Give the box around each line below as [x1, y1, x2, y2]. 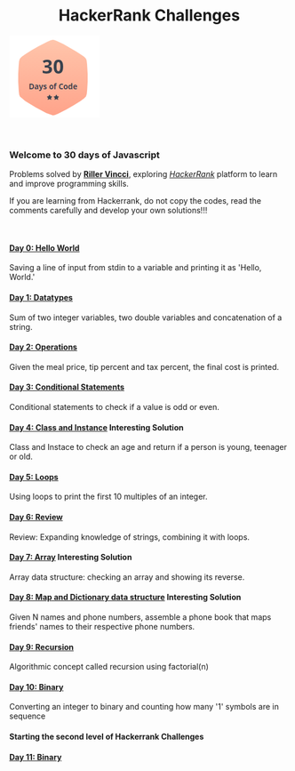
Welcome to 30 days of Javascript [9, 149, 160, 161]
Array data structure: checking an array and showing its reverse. [9, 571, 245, 582]
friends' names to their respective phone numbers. [9, 622, 195, 632]
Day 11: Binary [9, 751, 62, 762]
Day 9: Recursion [9, 641, 74, 652]
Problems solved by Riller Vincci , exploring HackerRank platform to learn [9, 169, 278, 180]
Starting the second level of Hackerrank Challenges [9, 731, 204, 743]
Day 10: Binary [9, 681, 64, 692]
